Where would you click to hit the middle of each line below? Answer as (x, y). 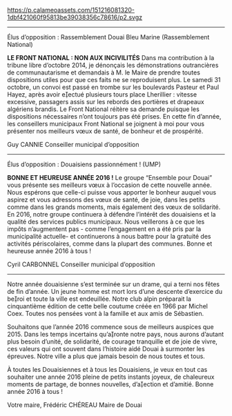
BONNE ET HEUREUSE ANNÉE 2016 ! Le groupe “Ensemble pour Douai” (110, 178)
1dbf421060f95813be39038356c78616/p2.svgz (75, 17)
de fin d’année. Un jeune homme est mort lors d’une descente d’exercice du (115, 291)
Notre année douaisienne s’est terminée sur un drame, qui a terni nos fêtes (113, 284)
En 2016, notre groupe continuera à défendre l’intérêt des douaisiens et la (112, 214)
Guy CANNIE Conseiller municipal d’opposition (73, 145)
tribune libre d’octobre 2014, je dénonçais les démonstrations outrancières (113, 65)
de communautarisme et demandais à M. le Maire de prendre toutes (104, 72)
